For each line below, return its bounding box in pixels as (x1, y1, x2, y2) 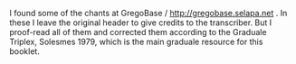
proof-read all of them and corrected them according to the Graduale (9, 27, 267, 37)
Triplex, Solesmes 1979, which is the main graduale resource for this (9, 36, 263, 47)
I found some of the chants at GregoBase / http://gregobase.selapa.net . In (9, 8, 288, 18)
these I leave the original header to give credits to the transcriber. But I (9, 17, 272, 28)
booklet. (9, 46, 41, 57)
